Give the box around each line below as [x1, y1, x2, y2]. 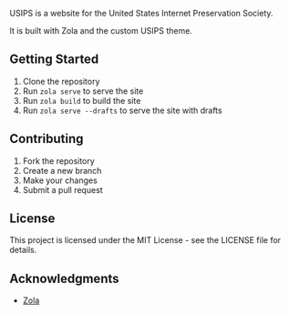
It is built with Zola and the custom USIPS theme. [9, 25, 193, 35]
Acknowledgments [9, 270, 120, 286]
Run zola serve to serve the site [22, 86, 144, 96]
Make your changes [22, 175, 98, 186]
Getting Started [9, 52, 99, 67]
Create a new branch [22, 165, 102, 176]
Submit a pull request [22, 184, 103, 195]
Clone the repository [22, 76, 100, 86]
